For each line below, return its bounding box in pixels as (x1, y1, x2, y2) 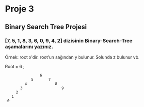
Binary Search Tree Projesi (5, 23, 87, 31)
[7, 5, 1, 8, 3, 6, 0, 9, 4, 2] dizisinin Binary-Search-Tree (5, 37, 133, 44)
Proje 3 (5, 3, 34, 15)
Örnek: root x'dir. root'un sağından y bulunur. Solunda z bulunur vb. (5, 54, 140, 60)
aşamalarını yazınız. (5, 43, 53, 50)
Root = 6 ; (5, 63, 25, 69)
